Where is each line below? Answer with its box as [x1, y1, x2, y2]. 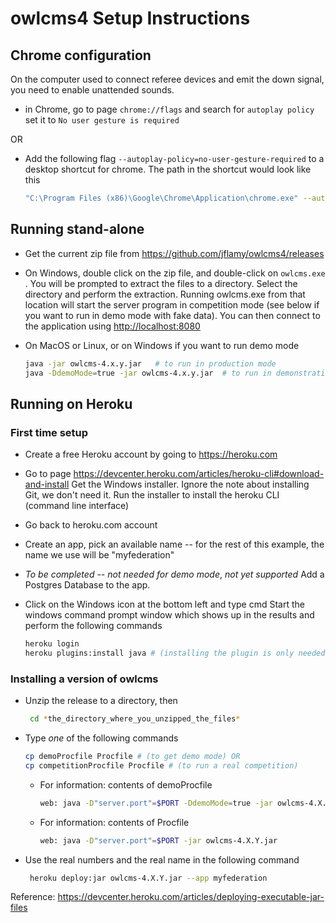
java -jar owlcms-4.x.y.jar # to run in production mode [24, 358, 277, 369]
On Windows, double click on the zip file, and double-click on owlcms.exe [24, 267, 326, 279]
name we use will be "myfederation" [24, 549, 175, 561]
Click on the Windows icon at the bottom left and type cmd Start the [24, 598, 305, 611]
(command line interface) [24, 500, 130, 512]
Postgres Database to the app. [24, 579, 151, 591]
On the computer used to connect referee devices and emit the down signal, [10, 73, 325, 85]
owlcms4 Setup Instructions [10, 7, 251, 30]
